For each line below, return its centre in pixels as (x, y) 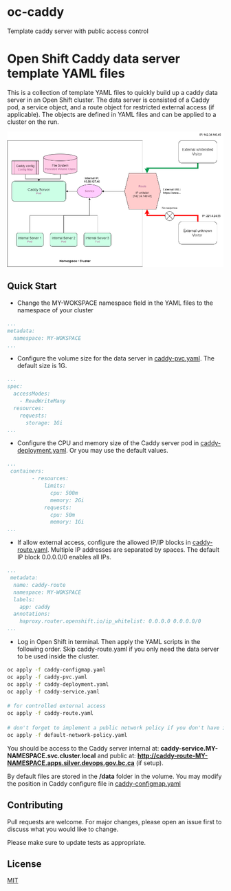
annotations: (32, 614)
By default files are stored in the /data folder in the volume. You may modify (114, 776)
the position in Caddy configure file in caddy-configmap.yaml (94, 783)
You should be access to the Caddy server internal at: (83, 748)
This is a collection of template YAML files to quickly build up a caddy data (112, 92)
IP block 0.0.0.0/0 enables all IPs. (64, 557)
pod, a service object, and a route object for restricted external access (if (111, 107)
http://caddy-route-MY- (173, 755)
